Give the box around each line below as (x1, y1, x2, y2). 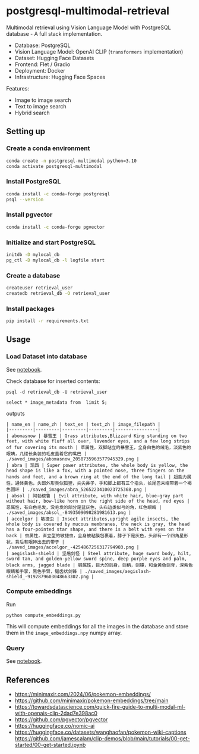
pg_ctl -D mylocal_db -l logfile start (6, 257, 105, 263)
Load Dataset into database (6, 353, 87, 361)
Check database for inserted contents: (6, 377, 100, 385)
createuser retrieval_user (6, 285, 73, 291)
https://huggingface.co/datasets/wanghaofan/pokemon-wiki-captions (14, 728, 187, 736)
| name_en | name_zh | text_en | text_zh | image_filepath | (6, 421, 161, 427)
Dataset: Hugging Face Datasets (14, 54, 94, 61)
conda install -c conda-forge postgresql (6, 191, 110, 197)
